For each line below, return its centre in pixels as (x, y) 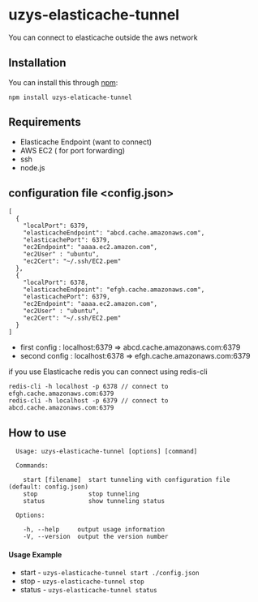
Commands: (32, 466)
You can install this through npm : (63, 82)
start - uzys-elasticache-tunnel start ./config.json (110, 573)
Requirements (45, 122)
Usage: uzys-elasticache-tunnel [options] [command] (107, 452)
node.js (33, 167)
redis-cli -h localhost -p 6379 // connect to (88, 401)
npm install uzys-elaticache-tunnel (70, 97)
